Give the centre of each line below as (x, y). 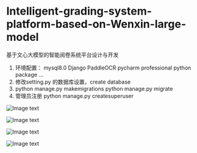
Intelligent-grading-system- (79, 11)
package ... (29, 74)
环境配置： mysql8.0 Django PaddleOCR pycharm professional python (103, 68)
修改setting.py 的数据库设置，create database (73, 82)
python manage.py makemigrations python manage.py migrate (94, 88)
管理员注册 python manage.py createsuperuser (74, 96)
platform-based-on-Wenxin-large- (96, 24)
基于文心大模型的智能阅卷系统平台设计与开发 (63, 55)
